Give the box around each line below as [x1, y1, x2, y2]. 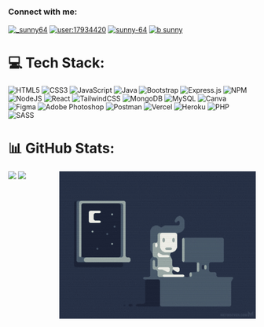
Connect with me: [8, 6, 78, 17]
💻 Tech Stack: [8, 54, 105, 72]
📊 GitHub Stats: [8, 140, 115, 157]
